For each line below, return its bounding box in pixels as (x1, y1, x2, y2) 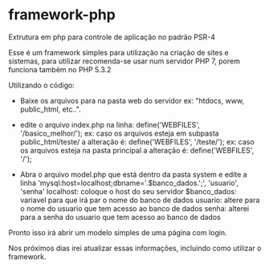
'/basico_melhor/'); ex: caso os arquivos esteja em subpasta (19, 128, 219, 138)
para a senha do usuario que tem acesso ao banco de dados (19, 212, 221, 221)
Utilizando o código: (8, 80, 75, 90)
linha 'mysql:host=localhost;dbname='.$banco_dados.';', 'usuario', (19, 178, 239, 188)
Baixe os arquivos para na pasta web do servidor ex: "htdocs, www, (19, 95, 245, 105)
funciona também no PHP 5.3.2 (8, 64, 112, 74)
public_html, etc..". (19, 104, 82, 114)
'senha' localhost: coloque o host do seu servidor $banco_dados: (19, 186, 237, 196)
